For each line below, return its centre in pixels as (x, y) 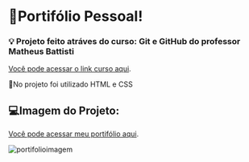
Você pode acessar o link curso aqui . (70, 69)
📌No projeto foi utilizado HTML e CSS (71, 84)
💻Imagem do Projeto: (64, 110)
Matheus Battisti (41, 51)
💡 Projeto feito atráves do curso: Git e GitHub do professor (124, 42)
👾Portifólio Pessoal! (76, 16)
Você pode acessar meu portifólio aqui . (74, 134)
